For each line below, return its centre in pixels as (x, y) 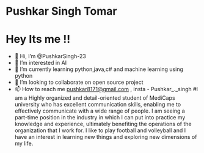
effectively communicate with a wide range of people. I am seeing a (100, 111)
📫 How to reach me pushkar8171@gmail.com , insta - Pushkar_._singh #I (106, 89)
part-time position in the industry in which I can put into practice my (100, 118)
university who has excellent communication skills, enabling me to (98, 105)
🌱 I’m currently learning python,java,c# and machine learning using (99, 69)
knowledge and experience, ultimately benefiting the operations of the (103, 124)
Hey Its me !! (38, 39)
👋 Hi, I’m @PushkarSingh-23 (50, 56)
